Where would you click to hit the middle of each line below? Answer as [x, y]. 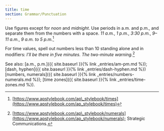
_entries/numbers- [115, 74]
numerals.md [18, 79]
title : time [17, 9]
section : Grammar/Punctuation [36, 14]
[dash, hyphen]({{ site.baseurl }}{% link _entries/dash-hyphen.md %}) [76, 69]
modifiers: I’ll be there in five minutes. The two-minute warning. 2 [70, 54]
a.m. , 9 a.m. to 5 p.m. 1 [32, 38]
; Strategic [135, 118]
